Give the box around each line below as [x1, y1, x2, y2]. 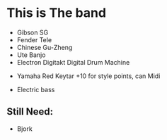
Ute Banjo [16, 51, 46, 59]
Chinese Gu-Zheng [16, 43, 73, 51]
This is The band [6, 5, 107, 21]
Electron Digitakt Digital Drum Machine [16, 58, 130, 66]
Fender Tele [16, 35, 52, 44]
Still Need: [6, 106, 54, 117]
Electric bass [16, 85, 55, 94]
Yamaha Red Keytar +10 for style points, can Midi [16, 72, 161, 80]
